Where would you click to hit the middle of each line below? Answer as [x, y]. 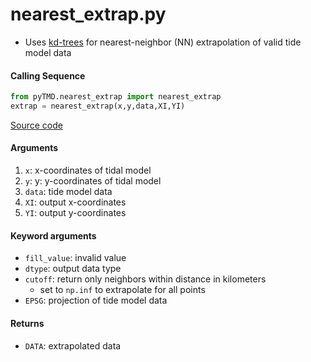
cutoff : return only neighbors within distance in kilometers [145, 279]
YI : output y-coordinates [75, 213]
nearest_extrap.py [88, 14]
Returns [27, 323]
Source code [36, 125]
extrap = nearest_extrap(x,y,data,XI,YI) [98, 106]
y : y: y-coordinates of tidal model [93, 181]
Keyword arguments [53, 235]
